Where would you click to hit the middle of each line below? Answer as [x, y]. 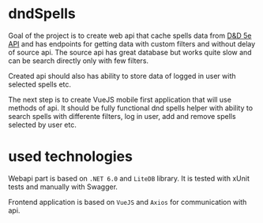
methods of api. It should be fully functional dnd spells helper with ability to [131, 108]
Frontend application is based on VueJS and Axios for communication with [128, 202]
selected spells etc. [40, 84]
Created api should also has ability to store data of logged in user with [122, 76]
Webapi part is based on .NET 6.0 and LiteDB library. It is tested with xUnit [129, 178]
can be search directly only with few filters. [78, 61]
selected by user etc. [42, 125]
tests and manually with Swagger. [63, 187]
